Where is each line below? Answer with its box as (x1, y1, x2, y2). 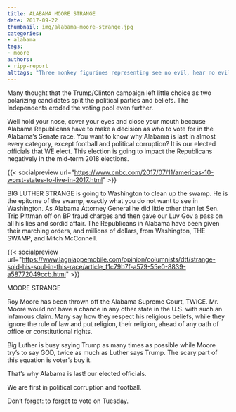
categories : (7, 30, 42, 37)
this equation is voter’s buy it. (7, 356, 93, 364)
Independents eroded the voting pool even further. (7, 103, 154, 112)
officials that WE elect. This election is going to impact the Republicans (7, 147, 213, 155)
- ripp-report (7, 63, 49, 70)
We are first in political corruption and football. (7, 382, 142, 391)
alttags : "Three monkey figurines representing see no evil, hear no (7, 69, 216, 76)
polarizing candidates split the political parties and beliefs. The (7, 96, 189, 104)
